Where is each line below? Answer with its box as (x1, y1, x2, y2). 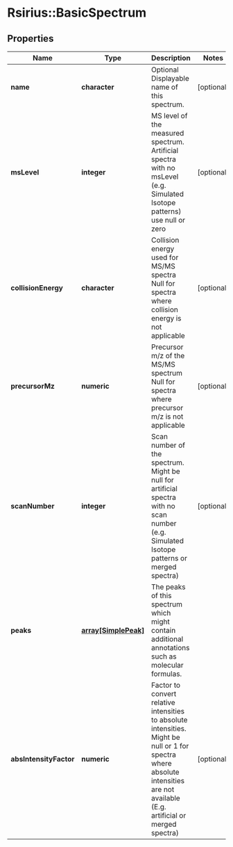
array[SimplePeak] (81, 626, 145, 635)
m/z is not (151, 412, 184, 421)
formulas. (151, 669, 182, 679)
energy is (151, 314, 182, 323)
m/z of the (151, 351, 185, 360)
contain (151, 626, 176, 635)
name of (151, 82, 178, 92)
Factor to (151, 680, 181, 690)
